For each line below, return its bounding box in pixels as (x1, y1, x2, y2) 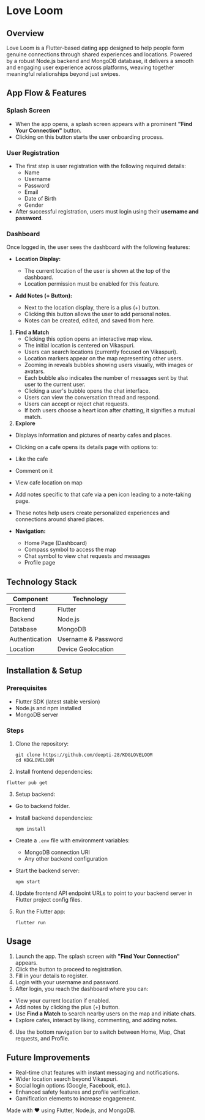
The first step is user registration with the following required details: (15, 162, 187, 169)
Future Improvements (6, 1053, 91, 1063)
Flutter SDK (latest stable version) (15, 698, 100, 705)
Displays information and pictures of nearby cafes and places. (15, 432, 173, 439)
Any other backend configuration (24, 855, 108, 862)
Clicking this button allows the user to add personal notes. (24, 310, 171, 318)
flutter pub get (6, 780, 48, 786)
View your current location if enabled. (15, 996, 111, 1004)
